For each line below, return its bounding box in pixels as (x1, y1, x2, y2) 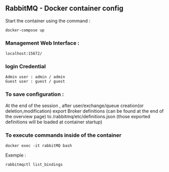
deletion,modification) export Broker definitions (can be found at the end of (5, 107, 164, 114)
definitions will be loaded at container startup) (5, 119, 102, 125)
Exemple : (5, 152, 27, 158)
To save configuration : (5, 91, 64, 98)
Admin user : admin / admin (5, 74, 66, 80)
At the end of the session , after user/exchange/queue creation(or (5, 102, 144, 109)
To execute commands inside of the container (5, 132, 122, 139)
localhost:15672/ (5, 51, 43, 56)
